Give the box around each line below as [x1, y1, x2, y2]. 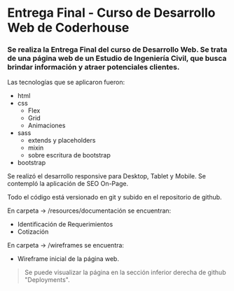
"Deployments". [24, 276, 70, 284]
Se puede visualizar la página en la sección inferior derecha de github [24, 268, 226, 277]
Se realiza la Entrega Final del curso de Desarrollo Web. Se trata [7, 45, 228, 55]
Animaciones [27, 121, 66, 130]
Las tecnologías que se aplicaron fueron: [7, 78, 125, 87]
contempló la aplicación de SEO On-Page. [7, 180, 128, 188]
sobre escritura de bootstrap [27, 151, 111, 159]
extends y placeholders [27, 136, 96, 145]
